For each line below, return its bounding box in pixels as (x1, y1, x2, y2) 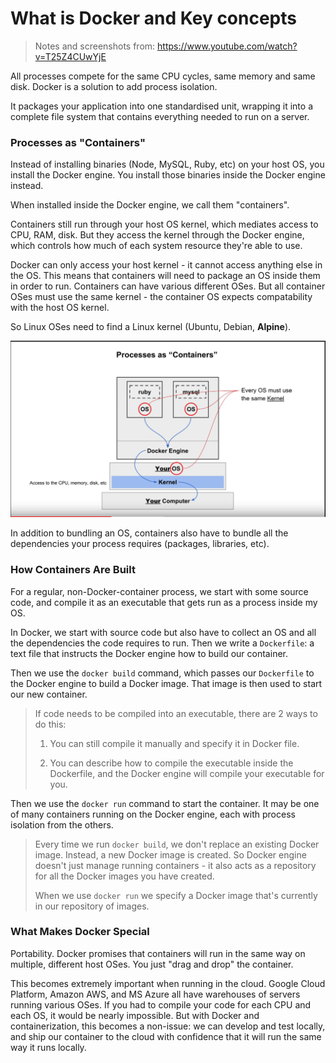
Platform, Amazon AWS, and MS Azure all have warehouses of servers (10, 988, 301, 1000)
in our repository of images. (34, 900, 150, 912)
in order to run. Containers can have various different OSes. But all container (10, 280, 326, 292)
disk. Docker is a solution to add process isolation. (10, 80, 218, 92)
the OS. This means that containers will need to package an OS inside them (10, 270, 321, 282)
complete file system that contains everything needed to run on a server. (10, 110, 310, 122)
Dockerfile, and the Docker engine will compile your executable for (49, 767, 325, 779)
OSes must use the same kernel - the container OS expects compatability (10, 291, 313, 303)
